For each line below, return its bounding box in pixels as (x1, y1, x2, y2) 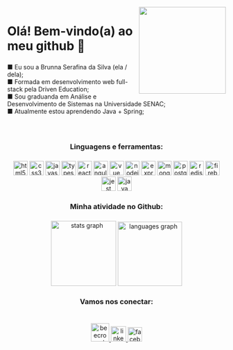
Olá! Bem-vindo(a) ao (7, 24, 133, 40)
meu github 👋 (7, 38, 85, 54)
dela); (7, 70, 24, 78)
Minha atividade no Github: (69, 201, 164, 211)
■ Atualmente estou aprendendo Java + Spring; (7, 107, 144, 116)
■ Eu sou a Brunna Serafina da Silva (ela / (7, 63, 128, 72)
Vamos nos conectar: (79, 297, 154, 306)
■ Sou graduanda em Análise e (7, 92, 97, 101)
